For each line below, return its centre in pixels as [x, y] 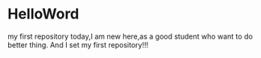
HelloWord [43, 14]
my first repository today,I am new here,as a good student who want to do [130, 36]
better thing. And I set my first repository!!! [78, 44]
